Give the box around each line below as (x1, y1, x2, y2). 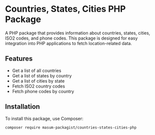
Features (5, 55, 33, 63)
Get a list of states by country (12, 72, 72, 79)
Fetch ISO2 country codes (12, 83, 65, 89)
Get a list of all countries (12, 67, 62, 73)
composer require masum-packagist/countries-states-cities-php (5, 125, 137, 130)
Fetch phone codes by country (12, 88, 74, 94)
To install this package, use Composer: (5, 115, 84, 121)
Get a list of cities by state (12, 78, 65, 84)
